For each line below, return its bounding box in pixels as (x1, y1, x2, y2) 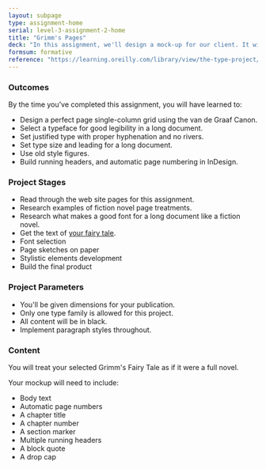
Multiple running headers (19, 436, 102, 445)
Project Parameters (8, 282, 85, 293)
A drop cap (19, 452, 57, 462)
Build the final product (19, 262, 93, 271)
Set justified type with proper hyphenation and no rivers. (19, 132, 204, 142)
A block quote (19, 444, 66, 453)
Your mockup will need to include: (8, 378, 119, 388)
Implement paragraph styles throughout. (19, 325, 152, 335)
